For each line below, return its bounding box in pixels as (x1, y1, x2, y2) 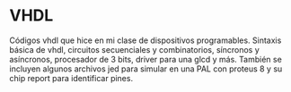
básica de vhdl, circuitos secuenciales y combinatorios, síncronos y (9, 44, 260, 54)
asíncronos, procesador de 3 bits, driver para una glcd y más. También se (9, 54, 283, 64)
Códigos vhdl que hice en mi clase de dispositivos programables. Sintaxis (9, 35, 282, 46)
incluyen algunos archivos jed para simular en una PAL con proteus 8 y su (9, 63, 283, 74)
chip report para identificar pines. (9, 72, 133, 83)
